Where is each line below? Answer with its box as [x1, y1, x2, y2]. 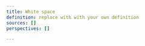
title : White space [6, 8, 56, 15]
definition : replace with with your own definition [6, 14, 139, 20]
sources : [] [6, 20, 36, 26]
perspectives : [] [6, 25, 50, 32]
